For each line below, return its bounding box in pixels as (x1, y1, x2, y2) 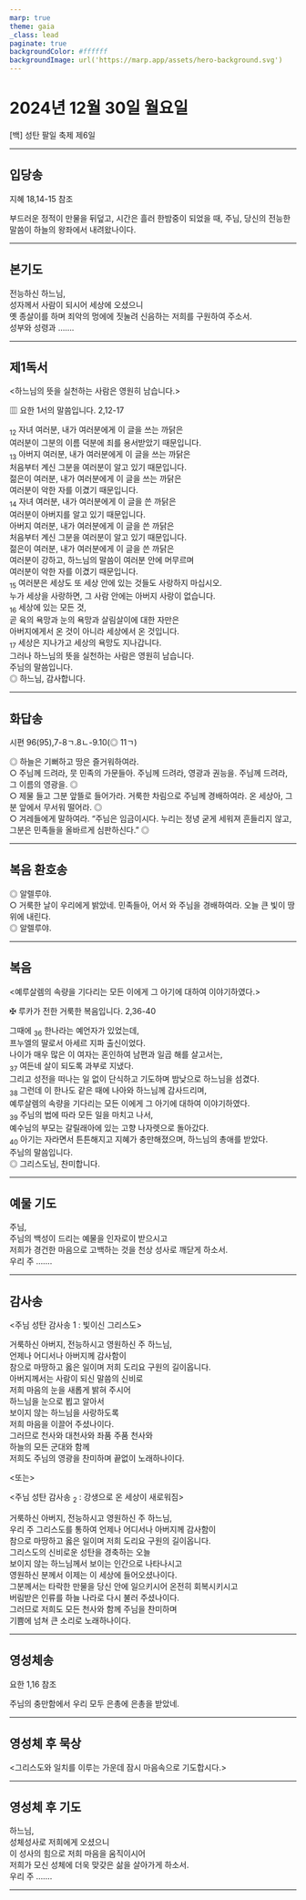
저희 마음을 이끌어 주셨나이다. (9, 1419, 115, 1430)
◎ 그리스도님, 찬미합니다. (9, 1158, 100, 1169)
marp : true (9, 13, 51, 23)
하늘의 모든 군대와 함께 (9, 1442, 90, 1453)
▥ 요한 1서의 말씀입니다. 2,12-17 (9, 405, 125, 416)
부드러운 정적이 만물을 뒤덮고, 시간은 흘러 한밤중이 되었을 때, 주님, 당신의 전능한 (9, 212, 291, 223)
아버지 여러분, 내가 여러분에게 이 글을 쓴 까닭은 (9, 520, 175, 531)
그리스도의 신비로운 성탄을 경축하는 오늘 (9, 1546, 151, 1557)
